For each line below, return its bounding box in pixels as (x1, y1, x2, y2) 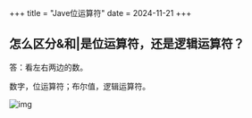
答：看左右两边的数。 (9, 62, 88, 72)
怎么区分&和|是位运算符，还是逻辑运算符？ (9, 37, 245, 52)
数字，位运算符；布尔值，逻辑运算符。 (9, 80, 150, 91)
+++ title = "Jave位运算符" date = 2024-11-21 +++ (9, 8, 192, 18)
